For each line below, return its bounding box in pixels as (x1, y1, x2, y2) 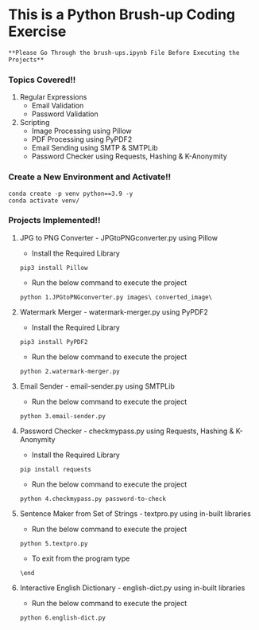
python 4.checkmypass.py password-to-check (19, 495, 167, 503)
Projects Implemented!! (8, 215, 101, 226)
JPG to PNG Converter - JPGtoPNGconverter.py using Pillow (19, 233, 218, 242)
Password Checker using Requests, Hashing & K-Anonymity (31, 151, 228, 161)
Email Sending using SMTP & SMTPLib (31, 143, 158, 153)
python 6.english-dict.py (19, 613, 106, 622)
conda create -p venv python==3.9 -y (8, 190, 133, 198)
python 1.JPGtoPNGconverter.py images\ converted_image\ (19, 293, 213, 301)
